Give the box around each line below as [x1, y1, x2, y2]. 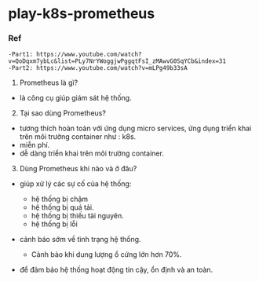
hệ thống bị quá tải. [31, 203, 94, 212]
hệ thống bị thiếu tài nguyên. [31, 211, 124, 221]
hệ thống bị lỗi [31, 219, 78, 229]
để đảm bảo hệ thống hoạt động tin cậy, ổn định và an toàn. [19, 265, 213, 275]
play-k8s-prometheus [8, 5, 155, 23]
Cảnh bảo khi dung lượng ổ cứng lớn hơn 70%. [31, 250, 182, 259]
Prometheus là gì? [19, 78, 78, 87]
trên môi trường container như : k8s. [19, 132, 137, 141]
